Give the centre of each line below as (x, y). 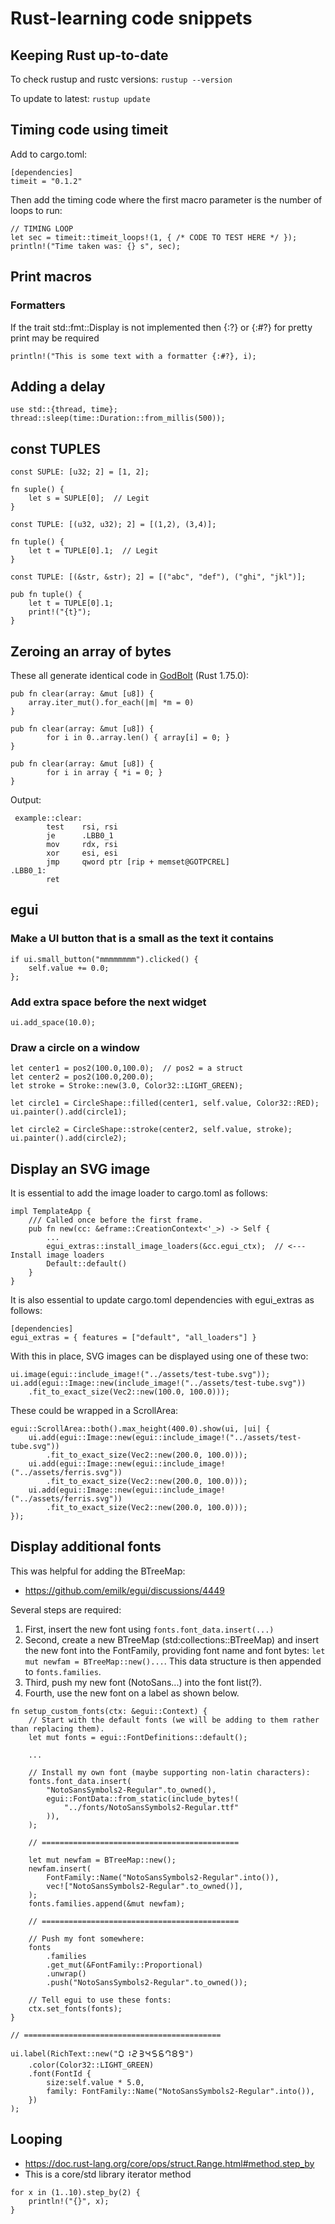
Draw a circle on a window (75, 1047)
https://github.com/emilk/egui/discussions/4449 (124, 1590)
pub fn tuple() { (46, 595)
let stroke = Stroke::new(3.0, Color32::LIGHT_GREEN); (127, 1086)
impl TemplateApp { (51, 1212)
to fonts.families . (63, 1671)
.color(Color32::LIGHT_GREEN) (91, 2065)
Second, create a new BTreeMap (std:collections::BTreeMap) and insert (172, 1639)
